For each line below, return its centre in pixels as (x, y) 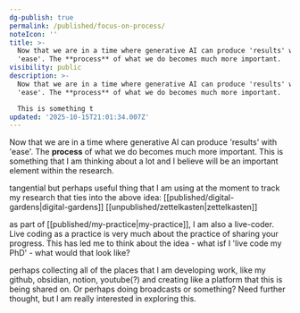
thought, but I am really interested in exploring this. (103, 299)
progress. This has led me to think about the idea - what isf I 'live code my (146, 243)
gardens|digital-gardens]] (57, 207)
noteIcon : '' (33, 34)
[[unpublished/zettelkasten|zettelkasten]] (182, 207)
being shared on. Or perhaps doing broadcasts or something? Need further (147, 289)
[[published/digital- (199, 198)
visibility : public (46, 68)
